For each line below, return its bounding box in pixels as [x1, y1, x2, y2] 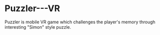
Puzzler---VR [4, 3, 60, 14]
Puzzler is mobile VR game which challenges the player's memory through [4, 19, 156, 25]
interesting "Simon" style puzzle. [4, 24, 71, 30]
